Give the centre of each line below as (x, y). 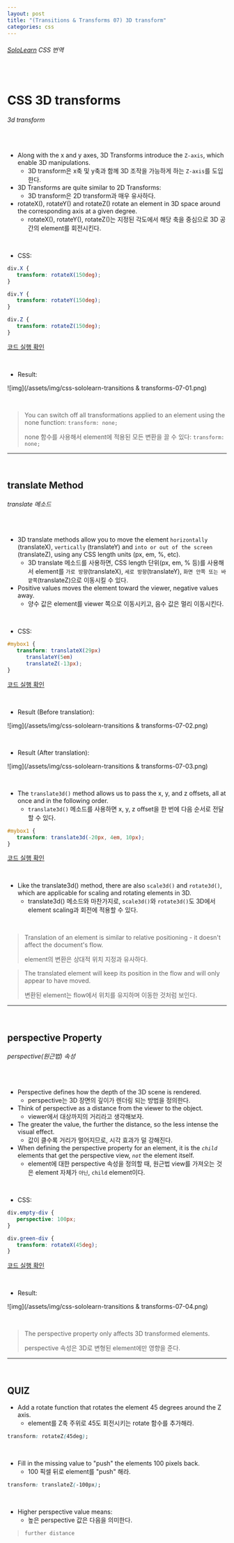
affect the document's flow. (63, 945)
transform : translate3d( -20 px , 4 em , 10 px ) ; (80, 837)
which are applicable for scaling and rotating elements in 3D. (104, 893)
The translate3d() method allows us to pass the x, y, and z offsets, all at (122, 793)
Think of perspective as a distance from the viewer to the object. (110, 1108)
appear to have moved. (57, 981)
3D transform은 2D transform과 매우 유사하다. (92, 196)
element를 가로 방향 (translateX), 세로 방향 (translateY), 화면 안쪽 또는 (127, 572)
